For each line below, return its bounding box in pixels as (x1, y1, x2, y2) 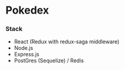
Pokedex (5, 4, 50, 17)
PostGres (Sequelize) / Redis (14, 57, 84, 64)
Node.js (14, 44, 34, 52)
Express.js (14, 51, 40, 58)
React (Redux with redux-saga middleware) (14, 38, 120, 45)
